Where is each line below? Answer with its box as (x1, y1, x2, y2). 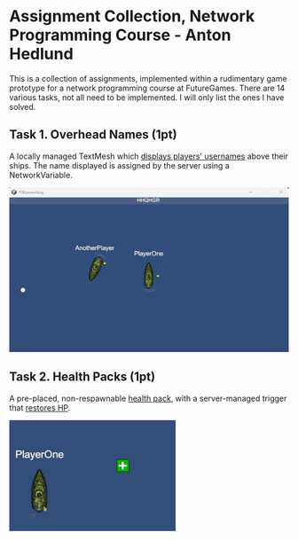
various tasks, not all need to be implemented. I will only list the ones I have (9, 91, 285, 103)
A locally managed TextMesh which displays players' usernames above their (9, 151, 289, 161)
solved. (9, 101, 36, 112)
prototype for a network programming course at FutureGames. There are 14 (9, 82, 286, 93)
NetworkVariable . (9, 169, 73, 180)
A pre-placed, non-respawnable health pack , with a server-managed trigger (9, 393, 287, 403)
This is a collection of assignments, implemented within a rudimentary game (9, 73, 287, 83)
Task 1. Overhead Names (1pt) (9, 127, 177, 143)
